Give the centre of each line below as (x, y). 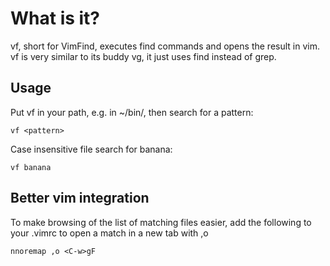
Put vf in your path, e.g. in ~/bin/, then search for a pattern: (132, 112)
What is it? (55, 18)
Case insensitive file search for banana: (91, 149)
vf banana (31, 167)
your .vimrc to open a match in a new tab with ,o (109, 233)
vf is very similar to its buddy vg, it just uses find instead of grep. (143, 56)
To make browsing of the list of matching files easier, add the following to (161, 222)
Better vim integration (80, 198)
